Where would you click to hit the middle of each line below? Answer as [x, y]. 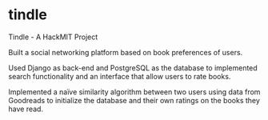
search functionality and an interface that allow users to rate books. [120, 76]
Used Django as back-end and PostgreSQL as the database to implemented [133, 68]
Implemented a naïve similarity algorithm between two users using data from [134, 92]
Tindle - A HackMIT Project [53, 37]
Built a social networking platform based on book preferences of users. [126, 52]
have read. [26, 109]
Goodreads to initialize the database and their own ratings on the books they [134, 100]
